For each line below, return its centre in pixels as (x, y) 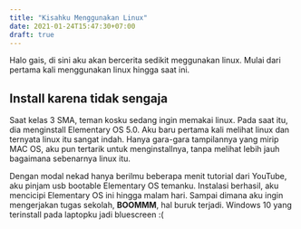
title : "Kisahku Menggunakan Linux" (78, 18)
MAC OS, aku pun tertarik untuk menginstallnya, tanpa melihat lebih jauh (145, 149)
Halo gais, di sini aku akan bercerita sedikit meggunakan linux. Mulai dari (145, 61)
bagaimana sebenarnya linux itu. (70, 158)
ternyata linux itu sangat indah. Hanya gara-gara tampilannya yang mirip (144, 139)
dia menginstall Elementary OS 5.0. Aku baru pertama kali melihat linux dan (150, 130)
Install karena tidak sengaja (88, 98)
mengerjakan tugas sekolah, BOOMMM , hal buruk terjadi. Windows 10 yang (151, 205)
